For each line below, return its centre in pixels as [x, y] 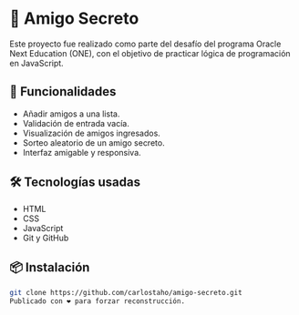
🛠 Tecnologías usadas [75, 183]
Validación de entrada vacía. [76, 123]
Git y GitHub [46, 238]
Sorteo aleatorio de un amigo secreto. [94, 142]
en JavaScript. [36, 63]
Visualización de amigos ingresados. [92, 133]
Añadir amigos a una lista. [71, 114]
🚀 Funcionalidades [63, 91]
